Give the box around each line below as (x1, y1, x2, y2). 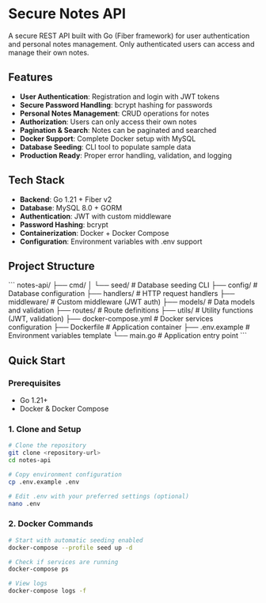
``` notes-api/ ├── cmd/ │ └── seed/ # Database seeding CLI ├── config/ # (8, 280, 258, 290)
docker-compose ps (8, 565, 69, 574)
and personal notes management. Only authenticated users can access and (8, 39, 255, 48)
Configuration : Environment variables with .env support (19, 237, 203, 246)
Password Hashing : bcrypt (19, 219, 108, 229)
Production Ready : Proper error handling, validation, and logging (19, 150, 232, 160)
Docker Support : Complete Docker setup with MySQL (19, 134, 196, 143)
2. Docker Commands (8, 518, 93, 529)
